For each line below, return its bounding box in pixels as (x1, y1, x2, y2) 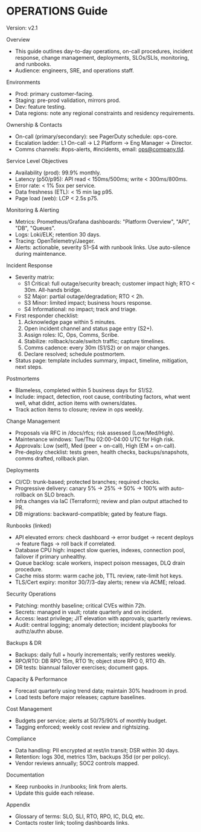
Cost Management (6, 705, 53, 713)
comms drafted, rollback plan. (14, 454, 90, 462)
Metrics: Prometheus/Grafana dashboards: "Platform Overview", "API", (14, 218, 191, 225)
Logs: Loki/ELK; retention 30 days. (14, 230, 101, 238)
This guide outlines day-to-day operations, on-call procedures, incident (14, 47, 193, 55)
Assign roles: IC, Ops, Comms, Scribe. (24, 331, 120, 338)
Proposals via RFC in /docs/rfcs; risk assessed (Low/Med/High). (14, 429, 175, 436)
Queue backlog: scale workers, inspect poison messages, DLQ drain (14, 559, 185, 567)
